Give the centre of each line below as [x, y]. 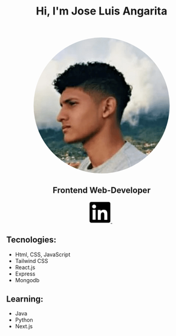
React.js [25, 267]
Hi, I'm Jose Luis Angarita [102, 11]
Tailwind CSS [31, 260]
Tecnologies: [31, 240]
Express [25, 274]
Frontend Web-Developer [102, 191]
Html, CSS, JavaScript [43, 254]
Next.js [24, 326]
